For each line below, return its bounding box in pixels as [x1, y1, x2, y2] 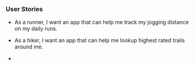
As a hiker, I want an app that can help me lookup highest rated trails [14, 37, 185, 44]
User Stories [5, 5, 43, 13]
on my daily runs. [14, 25, 58, 32]
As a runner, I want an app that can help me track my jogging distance [14, 19, 189, 26]
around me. [14, 43, 43, 50]
